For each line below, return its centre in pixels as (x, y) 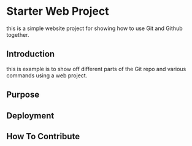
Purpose (23, 95)
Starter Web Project (58, 11)
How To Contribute (43, 136)
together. (18, 34)
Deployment (30, 116)
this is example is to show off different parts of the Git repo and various (96, 69)
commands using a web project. (47, 75)
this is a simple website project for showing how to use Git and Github (94, 28)
